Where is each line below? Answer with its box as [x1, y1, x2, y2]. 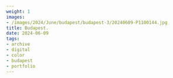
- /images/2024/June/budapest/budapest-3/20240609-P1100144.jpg [6, 19, 168, 25]
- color [6, 52, 25, 58]
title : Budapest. [6, 25, 49, 31]
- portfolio [6, 63, 35, 69]
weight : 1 [6, 8, 31, 15]
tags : [6, 36, 19, 42]
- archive [6, 42, 31, 48]
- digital [6, 47, 31, 53]
